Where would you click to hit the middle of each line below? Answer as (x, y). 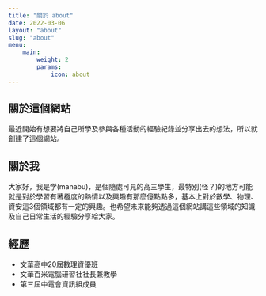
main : (32, 52)
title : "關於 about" (41, 15)
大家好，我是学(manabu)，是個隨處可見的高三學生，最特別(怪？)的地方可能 (131, 187)
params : (49, 67)
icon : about (70, 74)
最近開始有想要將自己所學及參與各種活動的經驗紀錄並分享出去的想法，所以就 (133, 129)
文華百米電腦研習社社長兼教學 (68, 275)
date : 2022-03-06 (37, 23)
